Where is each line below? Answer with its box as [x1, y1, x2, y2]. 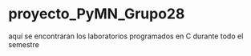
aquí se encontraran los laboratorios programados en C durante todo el [8, 31, 244, 41]
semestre [8, 39, 40, 49]
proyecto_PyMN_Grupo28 [8, 5, 185, 23]
